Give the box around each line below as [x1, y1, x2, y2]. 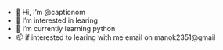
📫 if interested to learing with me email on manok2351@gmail [15, 33, 216, 42]
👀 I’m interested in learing [15, 16, 99, 25]
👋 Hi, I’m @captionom [15, 8, 86, 16]
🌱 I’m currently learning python [15, 24, 116, 33]
